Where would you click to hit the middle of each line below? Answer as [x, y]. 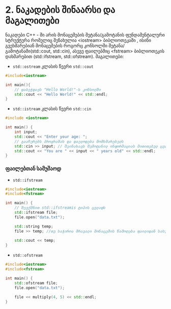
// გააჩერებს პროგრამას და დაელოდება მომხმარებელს [69, 142]
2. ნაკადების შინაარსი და [60, 10]
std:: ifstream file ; [36, 213]
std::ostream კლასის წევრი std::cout [53, 66]
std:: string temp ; [34, 226]
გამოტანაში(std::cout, [28, 51]
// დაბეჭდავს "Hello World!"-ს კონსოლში [58, 90]
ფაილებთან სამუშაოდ [33, 168]
